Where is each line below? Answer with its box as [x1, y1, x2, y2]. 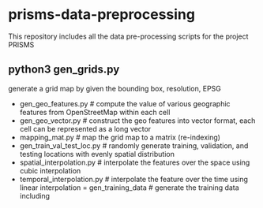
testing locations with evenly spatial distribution [19, 149, 175, 158]
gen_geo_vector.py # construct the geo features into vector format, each [19, 116, 256, 125]
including [19, 191, 50, 200]
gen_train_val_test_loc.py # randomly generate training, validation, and [19, 140, 249, 150]
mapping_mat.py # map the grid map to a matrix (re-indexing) [19, 132, 221, 142]
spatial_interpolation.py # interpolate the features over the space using [19, 158, 250, 167]
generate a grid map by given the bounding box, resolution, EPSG [8, 84, 221, 93]
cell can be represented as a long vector [19, 124, 152, 133]
